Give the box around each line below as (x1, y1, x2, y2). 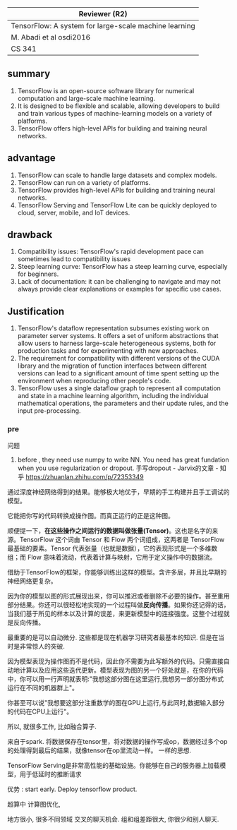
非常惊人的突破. (19, 642, 66, 650)
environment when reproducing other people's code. (17, 377, 171, 385)
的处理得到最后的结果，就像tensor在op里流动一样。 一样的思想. (7, 746, 192, 754)
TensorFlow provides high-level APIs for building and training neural (17, 186, 215, 194)
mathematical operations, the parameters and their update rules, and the (17, 399, 229, 408)
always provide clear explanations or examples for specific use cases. (17, 285, 221, 294)
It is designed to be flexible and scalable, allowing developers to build (17, 102, 220, 110)
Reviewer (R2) (78, 9, 128, 18)
